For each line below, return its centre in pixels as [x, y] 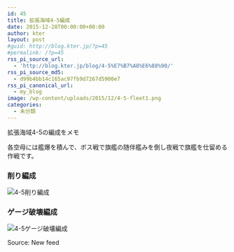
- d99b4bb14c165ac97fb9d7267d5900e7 [67, 79]
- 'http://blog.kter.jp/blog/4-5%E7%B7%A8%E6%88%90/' [94, 66]
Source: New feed [33, 243]
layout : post [26, 40]
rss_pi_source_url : [36, 59]
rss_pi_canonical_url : [40, 85]
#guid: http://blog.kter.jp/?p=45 [58, 46]
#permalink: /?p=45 [36, 53]
